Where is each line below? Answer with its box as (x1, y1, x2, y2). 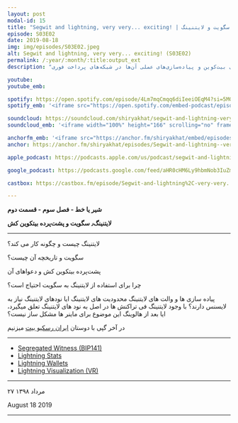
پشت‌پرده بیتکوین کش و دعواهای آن (7, 267, 101, 276)
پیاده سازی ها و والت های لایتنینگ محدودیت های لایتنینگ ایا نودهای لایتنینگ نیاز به (7, 294, 215, 303)
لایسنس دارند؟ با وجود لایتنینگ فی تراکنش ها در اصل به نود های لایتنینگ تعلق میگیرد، (7, 302, 227, 311)
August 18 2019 (7, 401, 52, 409)
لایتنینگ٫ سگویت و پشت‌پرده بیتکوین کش (7, 219, 112, 227)
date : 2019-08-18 (7, 37, 59, 44)
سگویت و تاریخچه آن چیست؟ (7, 253, 84, 262)
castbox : (7, 179, 33, 187)
